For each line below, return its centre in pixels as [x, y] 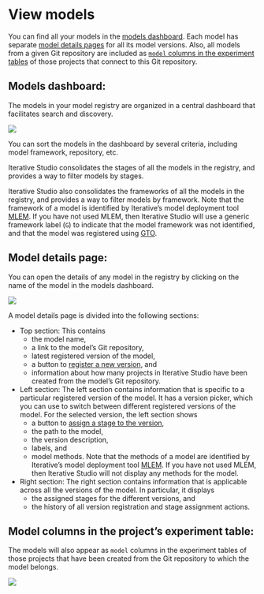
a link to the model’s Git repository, [87, 347]
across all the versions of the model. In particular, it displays [117, 490]
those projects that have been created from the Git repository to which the [129, 559]
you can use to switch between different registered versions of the [128, 406]
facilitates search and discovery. [61, 114]
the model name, [59, 339]
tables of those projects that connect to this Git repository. [103, 62]
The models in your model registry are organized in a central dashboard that [132, 105]
